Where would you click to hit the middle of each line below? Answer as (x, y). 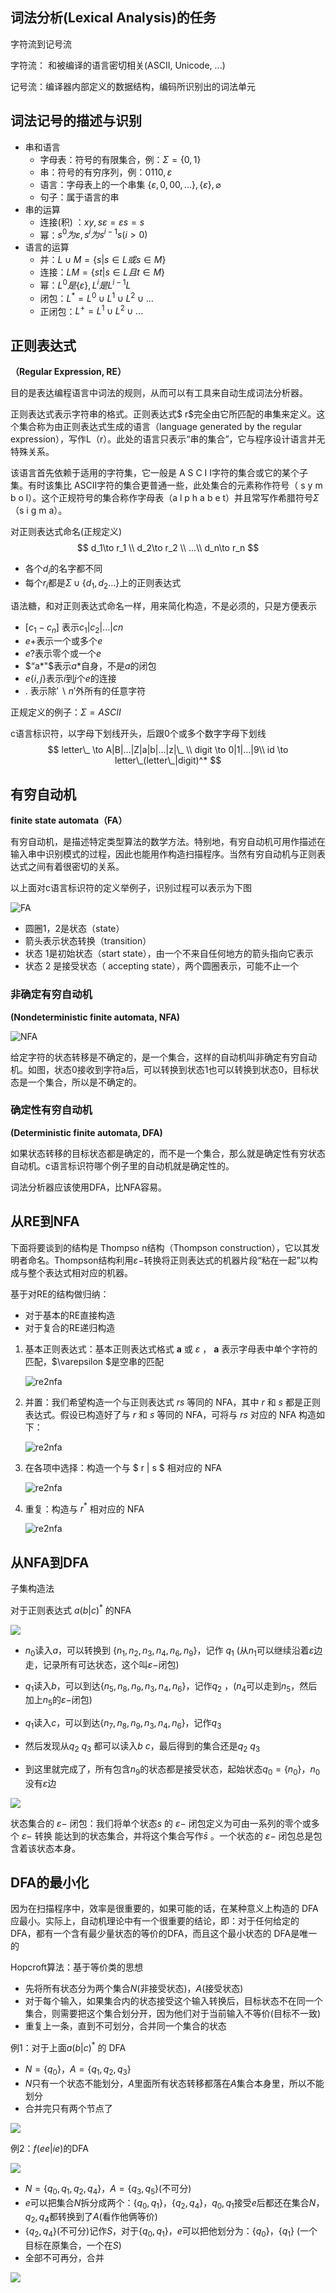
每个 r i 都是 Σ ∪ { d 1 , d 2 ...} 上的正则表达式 (103, 583)
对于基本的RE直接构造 (70, 1315)
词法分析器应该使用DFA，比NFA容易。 (88, 1187)
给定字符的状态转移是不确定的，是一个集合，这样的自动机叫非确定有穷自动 (163, 1057)
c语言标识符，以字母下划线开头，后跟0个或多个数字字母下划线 (138, 734)
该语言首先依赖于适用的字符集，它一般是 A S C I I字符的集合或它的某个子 (159, 473)
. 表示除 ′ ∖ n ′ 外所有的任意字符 (85, 691)
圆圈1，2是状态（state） (74, 929)
